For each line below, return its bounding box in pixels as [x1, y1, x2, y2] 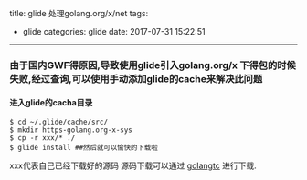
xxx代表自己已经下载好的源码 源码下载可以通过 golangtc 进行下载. [9, 160, 258, 171]
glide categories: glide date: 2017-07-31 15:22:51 [22, 26, 206, 36]
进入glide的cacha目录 [9, 96, 93, 107]
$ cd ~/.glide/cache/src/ [9, 117, 108, 127]
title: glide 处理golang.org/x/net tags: [9, 8, 149, 18]
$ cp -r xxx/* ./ [9, 134, 76, 143]
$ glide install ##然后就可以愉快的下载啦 [9, 144, 158, 153]
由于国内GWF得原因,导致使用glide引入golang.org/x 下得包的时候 [9, 58, 297, 71]
